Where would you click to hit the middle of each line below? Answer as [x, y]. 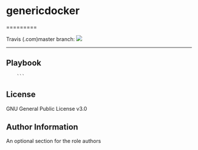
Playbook [24, 63]
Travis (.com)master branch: [41, 39]
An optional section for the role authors [54, 141]
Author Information [42, 127]
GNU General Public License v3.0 [47, 108]
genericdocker [43, 11]
